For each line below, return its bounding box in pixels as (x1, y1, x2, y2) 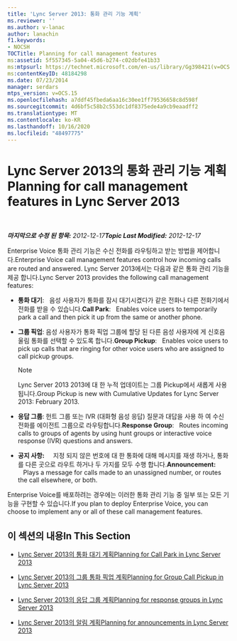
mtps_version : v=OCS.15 (7, 90, 78, 97)
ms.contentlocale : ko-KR (7, 116, 81, 123)
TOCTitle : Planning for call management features (7, 51, 158, 58)
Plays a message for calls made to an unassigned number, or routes (23, 468, 221, 477)
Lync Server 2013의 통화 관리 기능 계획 (7, 162, 227, 179)
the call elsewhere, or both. (17, 476, 98, 484)
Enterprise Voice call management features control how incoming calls (14, 256, 221, 264)
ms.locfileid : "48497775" (7, 130, 84, 137)
